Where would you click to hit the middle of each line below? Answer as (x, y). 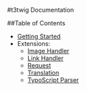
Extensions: (33, 43)
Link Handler (45, 58)
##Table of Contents (36, 23)
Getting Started (39, 36)
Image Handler (49, 51)
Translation (43, 73)
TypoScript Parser (53, 80)
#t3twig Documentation (41, 10)
